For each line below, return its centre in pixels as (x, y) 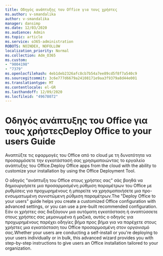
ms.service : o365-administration (39, 42)
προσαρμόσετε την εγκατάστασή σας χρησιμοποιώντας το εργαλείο (75, 161)
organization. (18, 248)
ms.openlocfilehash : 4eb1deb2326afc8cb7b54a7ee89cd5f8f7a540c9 (71, 74)
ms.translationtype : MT (29, 83)
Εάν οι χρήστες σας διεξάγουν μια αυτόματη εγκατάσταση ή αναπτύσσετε (81, 212)
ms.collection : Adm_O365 (30, 55)
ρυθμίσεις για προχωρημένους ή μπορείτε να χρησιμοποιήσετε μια (73, 191)
